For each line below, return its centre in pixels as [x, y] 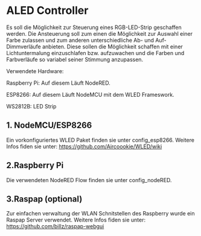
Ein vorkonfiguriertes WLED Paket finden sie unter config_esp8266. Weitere [101, 140]
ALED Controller [47, 11]
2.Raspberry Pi [35, 166]
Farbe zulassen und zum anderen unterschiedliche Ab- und [80, 40]
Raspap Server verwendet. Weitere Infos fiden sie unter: [76, 220]
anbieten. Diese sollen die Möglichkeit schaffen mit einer [112, 47]
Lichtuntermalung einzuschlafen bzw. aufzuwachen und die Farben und [95, 53]
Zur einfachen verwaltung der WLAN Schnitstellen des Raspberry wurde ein [101, 214]
